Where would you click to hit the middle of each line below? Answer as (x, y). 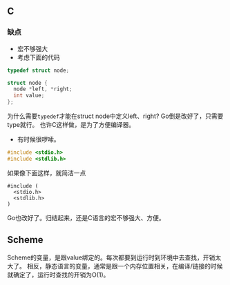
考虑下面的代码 (38, 57)
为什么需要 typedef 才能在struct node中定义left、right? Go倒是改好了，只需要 (115, 116)
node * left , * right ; (43, 89)
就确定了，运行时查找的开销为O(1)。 (58, 275)
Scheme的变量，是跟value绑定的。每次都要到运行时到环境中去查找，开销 (111, 257)
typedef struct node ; (38, 70)
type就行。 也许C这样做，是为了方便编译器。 (71, 125)
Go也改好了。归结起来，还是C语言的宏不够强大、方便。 (86, 217)
